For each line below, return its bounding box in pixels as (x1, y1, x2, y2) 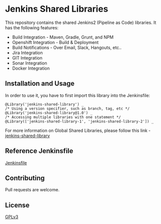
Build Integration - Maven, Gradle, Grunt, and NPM (12, 34, 114, 40)
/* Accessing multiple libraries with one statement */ (5, 115, 121, 120)
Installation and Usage (5, 80, 75, 88)
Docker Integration (12, 65, 50, 71)
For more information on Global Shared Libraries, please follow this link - (5, 127, 151, 133)
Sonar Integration (12, 60, 47, 66)
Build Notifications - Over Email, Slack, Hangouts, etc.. (12, 44, 122, 50)
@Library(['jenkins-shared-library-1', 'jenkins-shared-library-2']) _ (5, 119, 154, 124)
